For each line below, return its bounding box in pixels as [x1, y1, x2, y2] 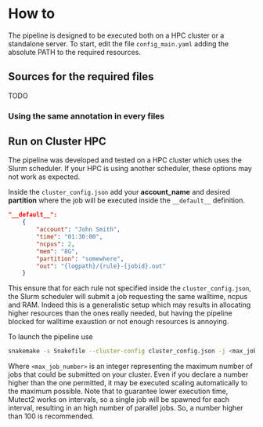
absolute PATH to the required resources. [8, 47, 141, 57]
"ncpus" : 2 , [36, 240, 76, 248]
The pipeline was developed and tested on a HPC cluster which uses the [8, 155, 243, 165]
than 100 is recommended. [8, 411, 94, 421]
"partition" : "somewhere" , [36, 254, 124, 263]
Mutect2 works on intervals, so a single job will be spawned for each [8, 395, 229, 404]
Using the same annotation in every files [8, 111, 165, 122]
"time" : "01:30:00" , [36, 233, 103, 241]
